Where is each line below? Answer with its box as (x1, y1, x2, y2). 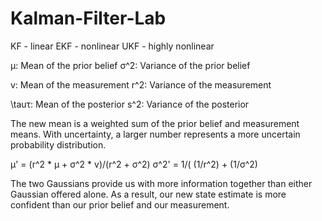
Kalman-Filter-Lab (10, 7, 167, 30)
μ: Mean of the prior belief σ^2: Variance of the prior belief (10, 59, 251, 71)
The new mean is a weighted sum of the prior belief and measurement (10, 117, 300, 129)
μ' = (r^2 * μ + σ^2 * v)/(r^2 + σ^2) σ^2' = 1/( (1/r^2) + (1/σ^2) (10, 158, 258, 170)
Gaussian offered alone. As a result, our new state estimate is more (10, 188, 287, 200)
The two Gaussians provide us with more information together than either (10, 177, 313, 189)
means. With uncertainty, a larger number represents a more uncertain (10, 128, 301, 140)
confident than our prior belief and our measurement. (10, 198, 230, 211)
